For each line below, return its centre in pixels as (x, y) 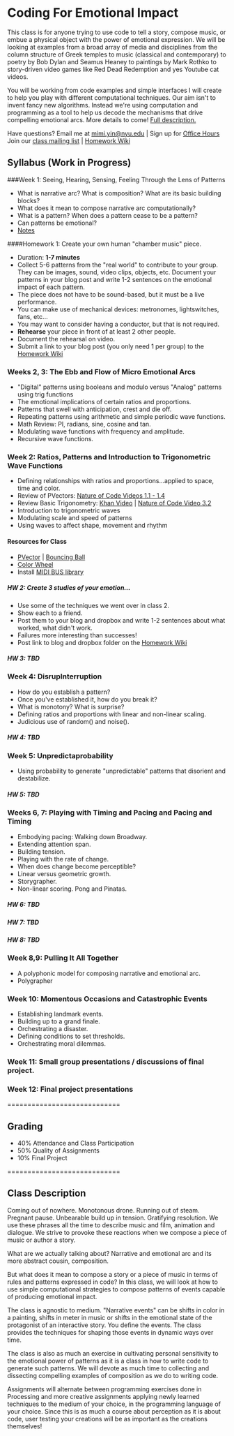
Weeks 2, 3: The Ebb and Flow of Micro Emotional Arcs (102, 371)
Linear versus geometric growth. (64, 873)
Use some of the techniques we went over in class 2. (93, 605)
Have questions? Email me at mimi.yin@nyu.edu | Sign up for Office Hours (114, 133)
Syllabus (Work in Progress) (69, 163)
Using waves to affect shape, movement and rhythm (92, 526)
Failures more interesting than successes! (77, 635)
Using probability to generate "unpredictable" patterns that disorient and (122, 771)
